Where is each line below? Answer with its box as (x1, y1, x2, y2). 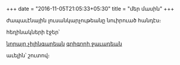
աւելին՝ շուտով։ (6, 52, 50, 59)
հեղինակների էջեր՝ (6, 28, 60, 36)
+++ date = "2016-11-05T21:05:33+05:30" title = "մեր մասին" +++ (6, 5, 175, 12)
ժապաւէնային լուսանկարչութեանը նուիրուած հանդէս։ (6, 17, 161, 23)
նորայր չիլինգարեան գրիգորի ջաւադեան (6, 40, 122, 47)
